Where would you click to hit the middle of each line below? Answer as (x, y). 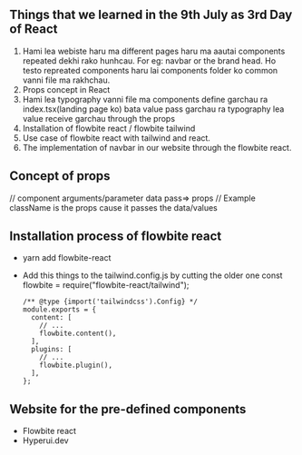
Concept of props (60, 176)
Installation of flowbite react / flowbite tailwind (109, 128)
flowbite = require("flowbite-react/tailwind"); (106, 285)
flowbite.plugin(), (76, 366)
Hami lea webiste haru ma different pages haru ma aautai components (154, 51)
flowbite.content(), (78, 334)
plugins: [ (52, 350)
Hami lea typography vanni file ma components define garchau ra (145, 99)
